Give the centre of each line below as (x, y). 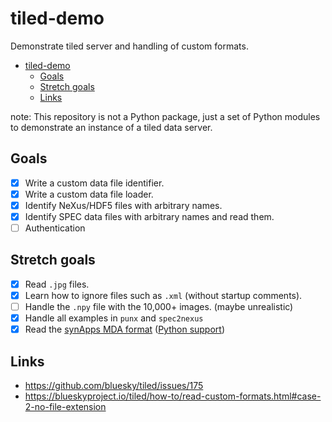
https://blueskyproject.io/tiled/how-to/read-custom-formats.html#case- (173, 396)
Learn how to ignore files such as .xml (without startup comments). (163, 295)
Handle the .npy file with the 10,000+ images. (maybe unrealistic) (159, 306)
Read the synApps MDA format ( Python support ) (125, 329)
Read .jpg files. (57, 284)
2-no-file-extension (65, 406)
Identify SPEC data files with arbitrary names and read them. (149, 216)
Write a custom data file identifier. (94, 183)
